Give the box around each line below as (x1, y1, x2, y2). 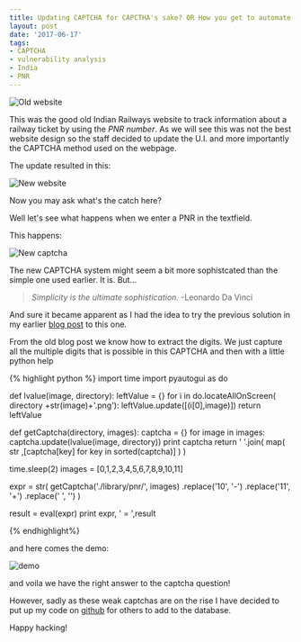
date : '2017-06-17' (9, 30, 83, 39)
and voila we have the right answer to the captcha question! (9, 577, 231, 588)
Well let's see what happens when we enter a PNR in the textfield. (9, 212, 253, 223)
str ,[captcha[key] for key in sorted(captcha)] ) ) (9, 446, 187, 457)
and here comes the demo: (9, 542, 110, 554)
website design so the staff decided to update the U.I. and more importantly (9, 132, 289, 144)
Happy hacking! (9, 622, 68, 633)
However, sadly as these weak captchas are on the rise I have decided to (9, 595, 280, 606)
